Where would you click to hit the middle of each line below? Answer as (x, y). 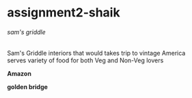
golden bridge (27, 87)
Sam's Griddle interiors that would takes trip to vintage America (96, 53)
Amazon (19, 74)
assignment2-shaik (64, 13)
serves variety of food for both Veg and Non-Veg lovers (85, 60)
